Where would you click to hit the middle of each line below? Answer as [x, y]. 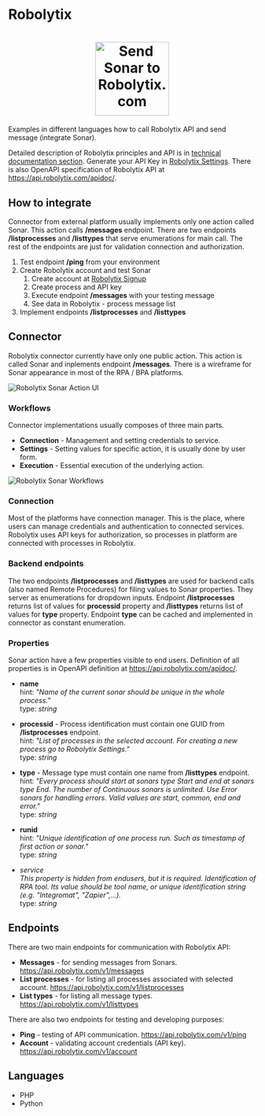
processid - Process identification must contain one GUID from [122, 724]
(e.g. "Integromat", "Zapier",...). [70, 895]
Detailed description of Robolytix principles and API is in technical [115, 153]
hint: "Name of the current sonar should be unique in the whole [122, 692]
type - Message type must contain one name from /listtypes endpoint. [134, 772]
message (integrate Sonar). [52, 138]
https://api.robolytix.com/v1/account [78, 1051]
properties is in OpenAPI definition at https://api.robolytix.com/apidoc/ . [123, 668]
